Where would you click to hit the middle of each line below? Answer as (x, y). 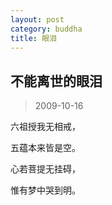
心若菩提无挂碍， (45, 169)
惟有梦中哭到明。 (45, 190)
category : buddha (46, 29)
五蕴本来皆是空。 (45, 148)
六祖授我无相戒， (45, 127)
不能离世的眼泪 (56, 81)
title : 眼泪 (33, 38)
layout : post (37, 19)
